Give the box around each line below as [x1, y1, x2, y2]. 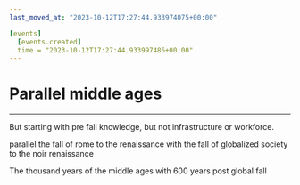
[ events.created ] [17, 37, 82, 46]
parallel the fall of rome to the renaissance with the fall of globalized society [9, 139, 288, 149]
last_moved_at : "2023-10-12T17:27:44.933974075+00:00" [9, 12, 218, 22]
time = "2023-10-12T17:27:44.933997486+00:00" [17, 45, 194, 54]
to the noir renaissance [9, 149, 94, 159]
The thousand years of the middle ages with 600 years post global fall [9, 165, 268, 176]
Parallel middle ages [9, 84, 162, 104]
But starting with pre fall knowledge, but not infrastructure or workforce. [9, 122, 275, 133]
